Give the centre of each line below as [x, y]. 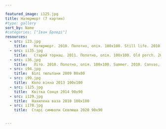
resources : [16, 37]
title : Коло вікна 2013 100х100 [48, 83]
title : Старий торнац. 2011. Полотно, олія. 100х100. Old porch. [85, 55]
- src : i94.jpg [25, 69]
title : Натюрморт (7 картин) [35, 18]
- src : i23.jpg [25, 42]
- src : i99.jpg [25, 78]
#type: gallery [21, 23]
